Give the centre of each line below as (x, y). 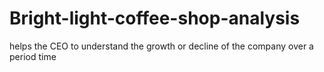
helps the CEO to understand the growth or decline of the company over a (161, 46)
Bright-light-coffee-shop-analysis (155, 18)
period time (33, 56)
